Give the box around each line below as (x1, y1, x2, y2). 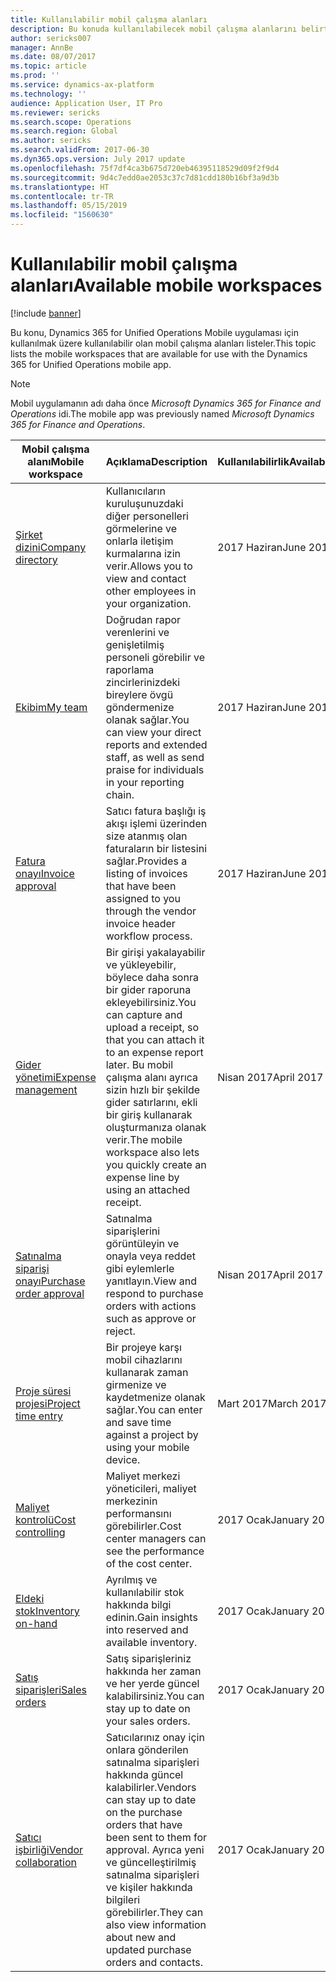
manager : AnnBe (10, 42, 74, 53)
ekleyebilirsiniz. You (105, 995, 197, 1009)
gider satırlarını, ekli (105, 1095, 198, 1109)
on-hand (15, 1616, 58, 1630)
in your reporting (105, 775, 185, 789)
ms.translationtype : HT (10, 182, 110, 192)
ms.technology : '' (10, 89, 87, 99)
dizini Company (15, 540, 87, 554)
